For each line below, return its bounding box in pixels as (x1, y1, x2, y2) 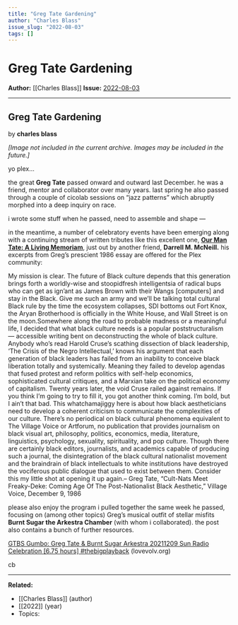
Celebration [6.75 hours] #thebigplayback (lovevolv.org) (8, 547, 172, 555)
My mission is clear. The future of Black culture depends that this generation (8, 272, 231, 280)
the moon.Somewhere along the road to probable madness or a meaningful (8, 317, 227, 325)
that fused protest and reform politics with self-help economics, (8, 369, 194, 378)
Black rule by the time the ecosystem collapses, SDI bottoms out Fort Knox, (8, 302, 227, 310)
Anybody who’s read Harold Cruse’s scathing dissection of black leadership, (8, 340, 230, 347)
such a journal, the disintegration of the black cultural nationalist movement (8, 452, 227, 460)
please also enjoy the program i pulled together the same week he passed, (8, 503, 225, 511)
